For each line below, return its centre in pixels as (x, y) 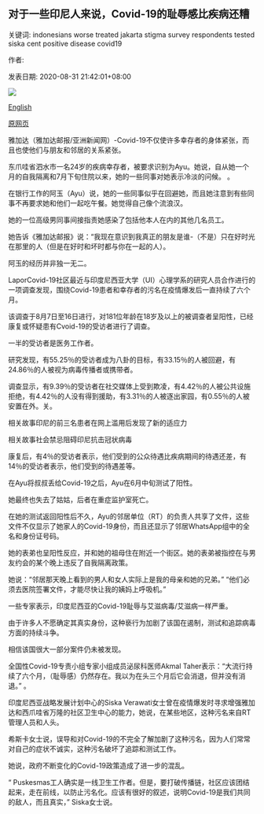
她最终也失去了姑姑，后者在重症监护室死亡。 (81, 500)
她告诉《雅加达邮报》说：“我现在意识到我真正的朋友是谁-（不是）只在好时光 (132, 236)
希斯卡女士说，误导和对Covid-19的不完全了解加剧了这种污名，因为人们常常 (129, 738)
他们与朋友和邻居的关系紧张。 (77, 150)
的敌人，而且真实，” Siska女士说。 (62, 801)
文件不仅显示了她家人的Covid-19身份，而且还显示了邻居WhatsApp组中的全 (129, 526)
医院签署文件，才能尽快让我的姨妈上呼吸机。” (94, 589)
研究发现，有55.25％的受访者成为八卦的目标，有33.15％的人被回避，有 (122, 359)
